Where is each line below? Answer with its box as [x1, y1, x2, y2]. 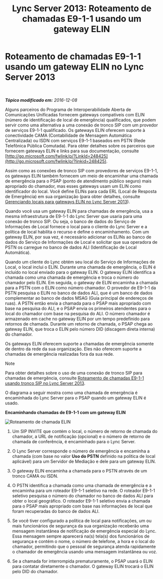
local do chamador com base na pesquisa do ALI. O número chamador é [5, 310, 150, 316]
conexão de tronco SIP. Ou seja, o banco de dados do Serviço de [5, 218, 136, 224]
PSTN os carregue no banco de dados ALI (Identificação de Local [5, 244, 137, 250]
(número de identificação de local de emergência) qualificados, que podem [5, 117, 157, 123]
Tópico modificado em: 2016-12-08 [5, 97, 78, 103]
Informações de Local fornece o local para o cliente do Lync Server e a [5, 223, 147, 229]
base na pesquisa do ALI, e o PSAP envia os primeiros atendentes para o [5, 305, 151, 311]
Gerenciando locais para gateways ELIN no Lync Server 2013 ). [5, 199, 130, 204]
